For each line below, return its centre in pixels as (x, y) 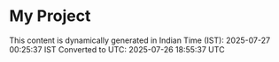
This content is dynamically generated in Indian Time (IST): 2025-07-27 (140, 40)
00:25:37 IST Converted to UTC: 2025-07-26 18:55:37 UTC (117, 49)
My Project (50, 16)
